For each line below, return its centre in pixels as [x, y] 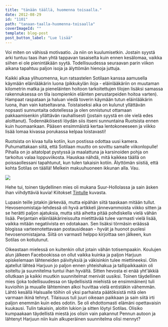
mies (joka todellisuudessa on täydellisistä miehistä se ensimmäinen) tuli [80, 281]
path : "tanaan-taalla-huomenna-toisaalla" [50, 24]
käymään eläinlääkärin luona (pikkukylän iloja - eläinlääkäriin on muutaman [82, 83]
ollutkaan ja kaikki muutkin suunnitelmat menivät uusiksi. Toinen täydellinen [83, 276]
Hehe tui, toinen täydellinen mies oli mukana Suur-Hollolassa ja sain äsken [82, 187]
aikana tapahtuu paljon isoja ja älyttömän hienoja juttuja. [63, 68]
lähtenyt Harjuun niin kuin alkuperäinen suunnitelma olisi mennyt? [73, 319]
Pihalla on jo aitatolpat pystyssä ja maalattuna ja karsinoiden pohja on [77, 152]
